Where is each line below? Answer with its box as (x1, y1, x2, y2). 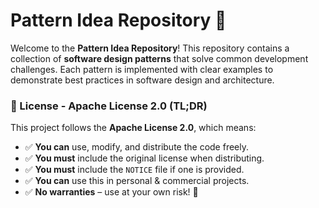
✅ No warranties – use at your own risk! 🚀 (24, 186, 199, 198)
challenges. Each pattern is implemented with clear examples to (10, 63, 274, 75)
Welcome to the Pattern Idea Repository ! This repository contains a (10, 42, 290, 54)
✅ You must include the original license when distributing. (24, 152, 265, 164)
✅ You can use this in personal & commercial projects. (24, 175, 250, 187)
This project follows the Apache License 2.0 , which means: (10, 122, 257, 134)
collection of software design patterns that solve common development (10, 52, 309, 64)
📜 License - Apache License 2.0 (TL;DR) (10, 99, 208, 113)
